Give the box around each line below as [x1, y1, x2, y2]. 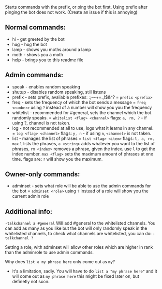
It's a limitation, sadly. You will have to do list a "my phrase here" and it [12, 268, 157, 274]
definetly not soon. [12, 279, 50, 285]
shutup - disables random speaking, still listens [12, 89, 106, 95]
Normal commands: [5, 23, 66, 32]
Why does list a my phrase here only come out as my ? [5, 259, 115, 265]
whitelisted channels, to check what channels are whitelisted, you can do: [5, 231, 152, 237]
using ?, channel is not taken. [12, 120, 71, 126]
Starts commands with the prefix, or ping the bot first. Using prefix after [5, 4, 148, 10]
